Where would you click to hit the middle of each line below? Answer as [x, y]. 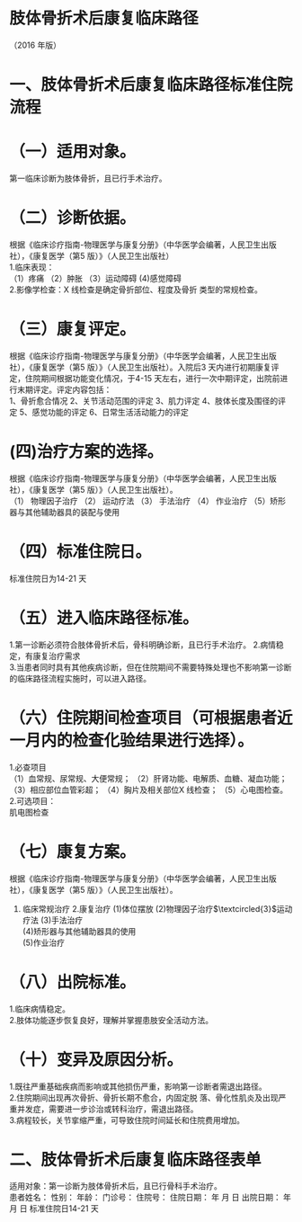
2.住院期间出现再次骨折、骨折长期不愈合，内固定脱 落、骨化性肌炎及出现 [144, 1097]
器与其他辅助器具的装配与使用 [64, 512]
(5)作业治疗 [44, 942]
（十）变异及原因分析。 [96, 1060]
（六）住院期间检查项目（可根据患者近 [151, 718]
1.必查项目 [28, 767]
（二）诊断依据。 [73, 218]
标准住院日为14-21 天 [48, 578]
